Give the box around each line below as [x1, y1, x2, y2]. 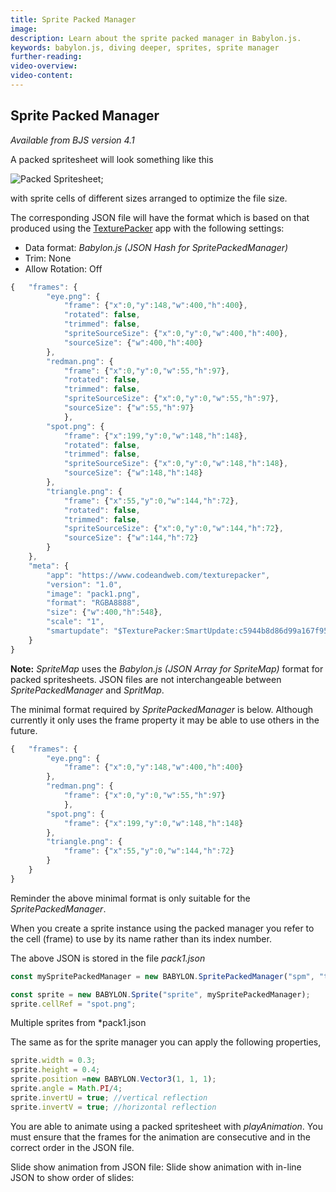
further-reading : [10, 52, 83, 62]
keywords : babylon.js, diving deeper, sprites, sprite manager [10, 42, 280, 53]
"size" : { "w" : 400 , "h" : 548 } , [46, 607, 163, 618]
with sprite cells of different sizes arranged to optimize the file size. [10, 192, 288, 204]
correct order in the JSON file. [10, 1141, 135, 1153]
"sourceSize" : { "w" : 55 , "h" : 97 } [63, 403, 195, 413]
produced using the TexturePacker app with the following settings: [10, 222, 285, 234]
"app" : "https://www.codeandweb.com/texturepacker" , [46, 570, 271, 580]
